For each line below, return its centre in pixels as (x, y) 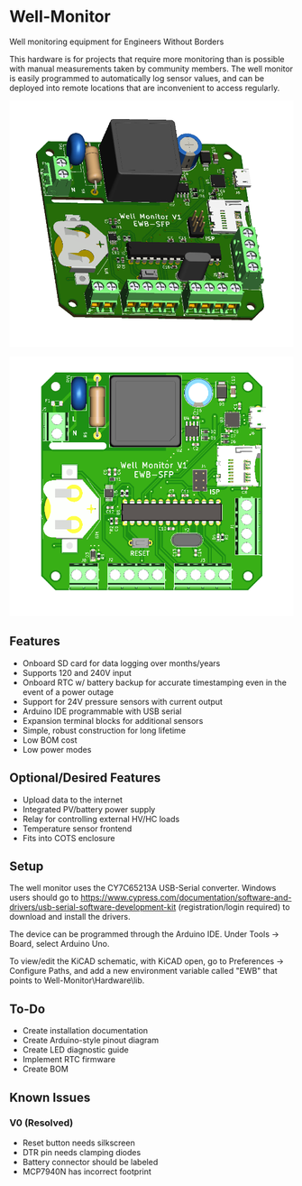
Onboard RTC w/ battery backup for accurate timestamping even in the (154, 682)
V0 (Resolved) (41, 1123)
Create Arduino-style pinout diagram (91, 1041)
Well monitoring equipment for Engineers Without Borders (117, 42)
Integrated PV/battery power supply (89, 809)
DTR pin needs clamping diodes (82, 1152)
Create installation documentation (85, 1031)
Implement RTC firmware (69, 1060)
